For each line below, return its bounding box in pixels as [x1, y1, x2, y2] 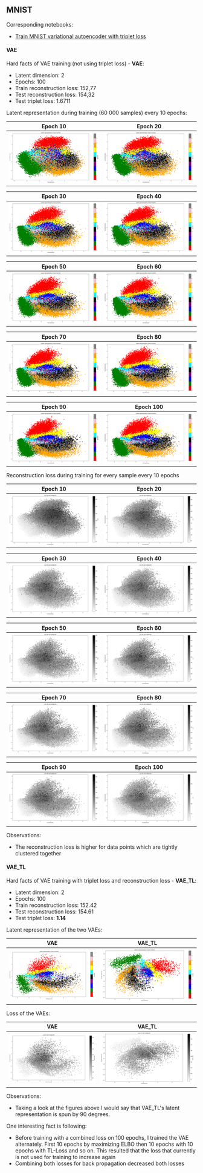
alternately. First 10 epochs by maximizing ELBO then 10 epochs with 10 [14, 1140, 193, 1148]
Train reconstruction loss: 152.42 [14, 901, 97, 909]
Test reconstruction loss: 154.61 [14, 907, 94, 915]
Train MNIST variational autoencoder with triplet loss [14, 33, 146, 40]
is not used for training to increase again [14, 1153, 116, 1160]
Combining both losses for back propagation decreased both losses [14, 1160, 184, 1167]
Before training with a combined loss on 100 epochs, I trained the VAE [14, 1134, 189, 1141]
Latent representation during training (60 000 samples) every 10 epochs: [6, 109, 187, 117]
